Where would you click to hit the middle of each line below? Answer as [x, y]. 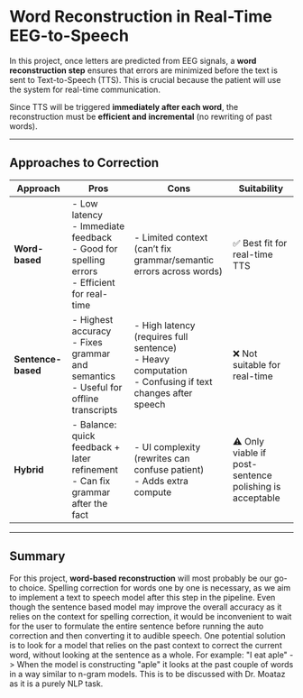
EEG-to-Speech [69, 36]
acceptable [257, 498]
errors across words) [178, 271]
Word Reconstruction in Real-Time [141, 17]
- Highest [92, 319]
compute [153, 491]
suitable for [257, 364]
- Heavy [151, 359]
